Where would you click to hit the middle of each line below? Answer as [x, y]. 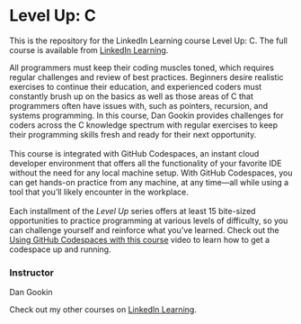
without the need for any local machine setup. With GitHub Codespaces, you [151, 173]
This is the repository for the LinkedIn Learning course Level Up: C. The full [148, 40]
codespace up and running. [60, 249]
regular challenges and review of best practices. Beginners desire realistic [147, 76]
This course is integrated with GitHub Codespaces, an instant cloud [134, 153]
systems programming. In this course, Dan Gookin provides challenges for [146, 115]
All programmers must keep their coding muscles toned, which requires [142, 67]
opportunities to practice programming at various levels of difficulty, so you [149, 220]
